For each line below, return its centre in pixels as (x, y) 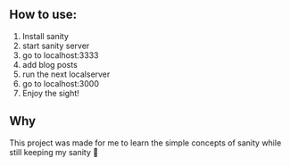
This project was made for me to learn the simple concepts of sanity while (145, 143)
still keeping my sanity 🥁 (54, 152)
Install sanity (46, 36)
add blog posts (50, 64)
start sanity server (56, 46)
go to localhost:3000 (61, 83)
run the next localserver (66, 74)
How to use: (43, 15)
